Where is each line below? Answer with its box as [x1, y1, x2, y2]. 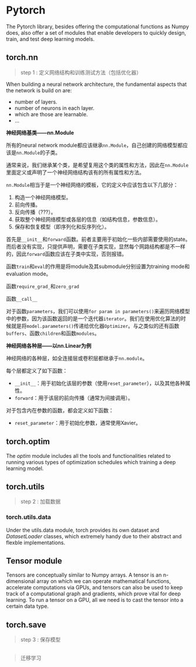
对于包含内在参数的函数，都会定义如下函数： [6, 407, 114, 414]
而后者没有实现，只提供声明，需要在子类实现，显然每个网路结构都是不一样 [6, 243, 185, 250]
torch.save [6, 619, 47, 629]
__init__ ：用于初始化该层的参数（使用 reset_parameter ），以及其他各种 [14, 380, 185, 387]
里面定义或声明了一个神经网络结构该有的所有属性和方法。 [6, 169, 145, 176]
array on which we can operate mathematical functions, [36, 578, 171, 585]
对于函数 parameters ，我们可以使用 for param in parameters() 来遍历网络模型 [6, 307, 190, 314]
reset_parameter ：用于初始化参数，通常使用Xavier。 [14, 419, 142, 426]
